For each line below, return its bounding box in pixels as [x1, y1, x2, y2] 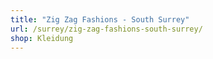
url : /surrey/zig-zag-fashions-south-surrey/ [10, 24, 203, 34]
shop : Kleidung [10, 33, 74, 43]
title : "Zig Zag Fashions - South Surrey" [10, 14, 190, 25]
